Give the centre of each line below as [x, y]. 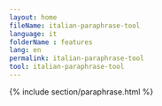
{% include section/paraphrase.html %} [81, 91]
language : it [33, 34]
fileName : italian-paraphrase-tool [75, 26]
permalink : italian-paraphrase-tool [77, 58]
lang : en [25, 50]
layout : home [33, 17]
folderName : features [51, 42]
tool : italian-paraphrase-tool [67, 67]
